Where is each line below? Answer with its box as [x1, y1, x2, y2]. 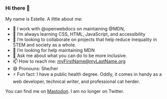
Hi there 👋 [5, 5, 31, 12]
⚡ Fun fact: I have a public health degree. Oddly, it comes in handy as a [12, 71, 162, 77]
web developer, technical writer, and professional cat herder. [12, 78, 140, 85]
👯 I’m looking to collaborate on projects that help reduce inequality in [12, 36, 157, 42]
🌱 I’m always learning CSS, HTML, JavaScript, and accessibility [12, 31, 146, 37]
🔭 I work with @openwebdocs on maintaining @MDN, [12, 26, 125, 32]
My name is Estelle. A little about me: [5, 16, 83, 22]
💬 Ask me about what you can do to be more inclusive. [12, 53, 127, 59]
